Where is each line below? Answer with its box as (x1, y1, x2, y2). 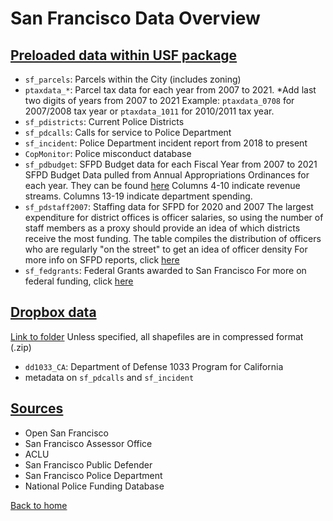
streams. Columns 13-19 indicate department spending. (24, 190, 253, 202)
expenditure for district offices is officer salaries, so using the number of (24, 212, 324, 223)
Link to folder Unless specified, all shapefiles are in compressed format (10, 330, 304, 342)
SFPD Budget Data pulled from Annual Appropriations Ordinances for (24, 169, 310, 181)
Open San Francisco (24, 427, 109, 439)
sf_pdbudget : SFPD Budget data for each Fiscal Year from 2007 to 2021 (24, 158, 318, 170)
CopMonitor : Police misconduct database (24, 148, 192, 159)
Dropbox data (10, 304, 97, 321)
